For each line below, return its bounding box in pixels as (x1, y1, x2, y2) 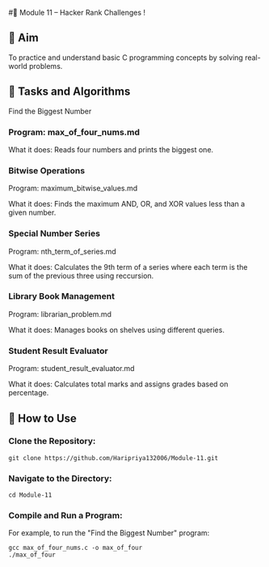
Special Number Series (8, 228, 101, 239)
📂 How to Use (8, 411, 77, 425)
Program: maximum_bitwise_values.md (8, 183, 138, 194)
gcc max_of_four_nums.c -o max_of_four (8, 544, 143, 552)
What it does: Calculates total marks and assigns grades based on (8, 379, 229, 389)
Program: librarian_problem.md (8, 309, 111, 319)
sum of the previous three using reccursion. (8, 271, 154, 280)
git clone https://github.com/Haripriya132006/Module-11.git (8, 454, 219, 462)
